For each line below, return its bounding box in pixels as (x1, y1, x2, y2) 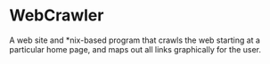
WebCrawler (9, 5, 104, 26)
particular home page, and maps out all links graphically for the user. (9, 44, 261, 54)
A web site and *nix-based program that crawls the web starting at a (9, 35, 261, 45)
